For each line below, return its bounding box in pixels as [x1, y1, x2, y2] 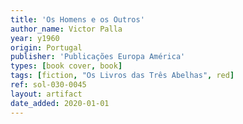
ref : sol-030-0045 [10, 80, 87, 90]
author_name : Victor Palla [10, 24, 123, 34]
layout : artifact [10, 89, 83, 99]
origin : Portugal [10, 42, 83, 53]
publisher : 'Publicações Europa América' [10, 52, 186, 62]
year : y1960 [10, 33, 60, 43]
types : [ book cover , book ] [10, 61, 123, 71]
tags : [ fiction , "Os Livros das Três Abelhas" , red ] [10, 71, 235, 81]
